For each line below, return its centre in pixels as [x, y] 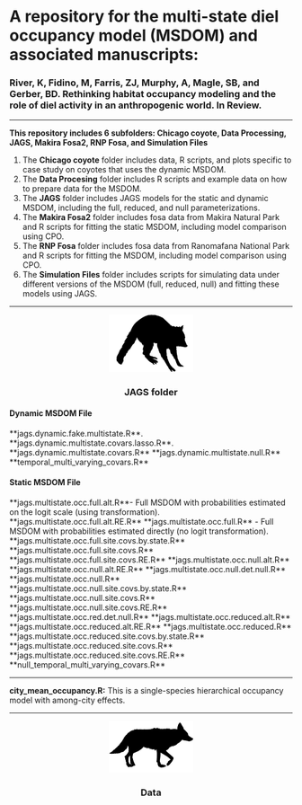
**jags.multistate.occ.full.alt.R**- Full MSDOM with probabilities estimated [147, 503]
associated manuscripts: [104, 55]
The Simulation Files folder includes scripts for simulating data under [151, 275]
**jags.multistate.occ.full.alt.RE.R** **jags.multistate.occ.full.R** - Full [142, 522]
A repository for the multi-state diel [144, 17]
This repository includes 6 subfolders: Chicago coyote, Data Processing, [148, 133]
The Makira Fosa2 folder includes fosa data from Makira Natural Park [151, 217]
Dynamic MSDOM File [51, 413]
